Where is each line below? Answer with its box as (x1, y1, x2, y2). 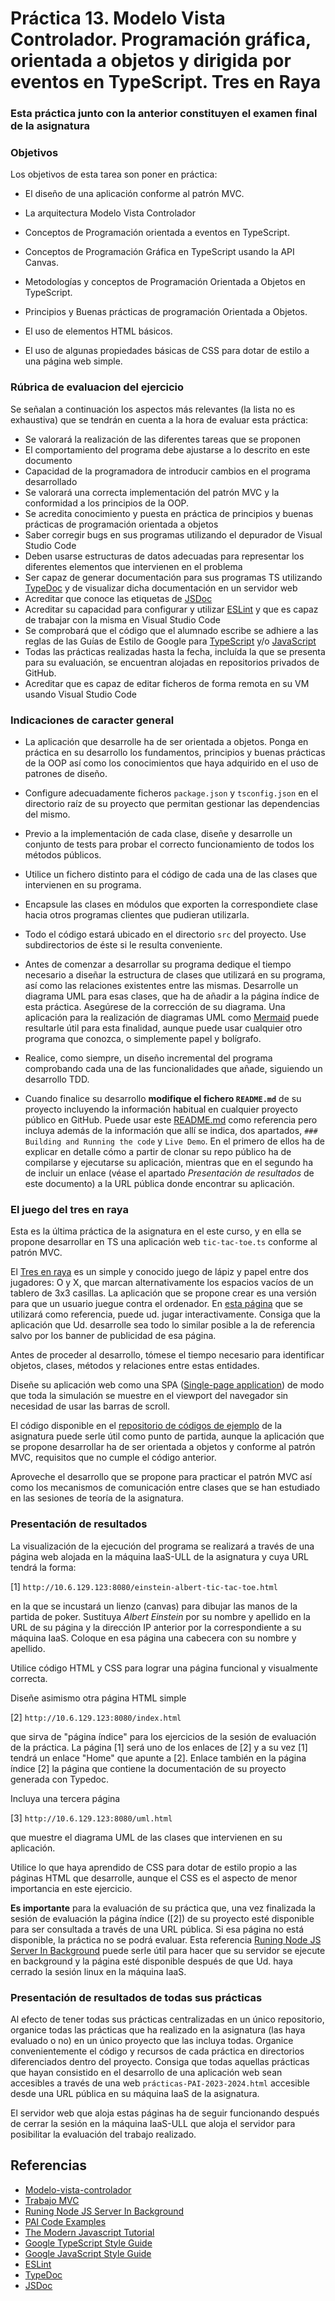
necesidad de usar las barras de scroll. (10, 1400, 171, 1412)
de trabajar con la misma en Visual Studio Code (24, 613, 221, 626)
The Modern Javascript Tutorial (24, 2226, 155, 2238)
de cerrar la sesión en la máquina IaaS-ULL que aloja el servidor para (10, 2117, 296, 2129)
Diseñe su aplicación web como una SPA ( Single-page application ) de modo (10, 1379, 325, 1391)
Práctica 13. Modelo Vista (10, 7, 226, 30)
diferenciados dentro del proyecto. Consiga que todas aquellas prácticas (10, 2055, 310, 2067)
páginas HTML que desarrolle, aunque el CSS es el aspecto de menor (10, 1872, 298, 1884)
